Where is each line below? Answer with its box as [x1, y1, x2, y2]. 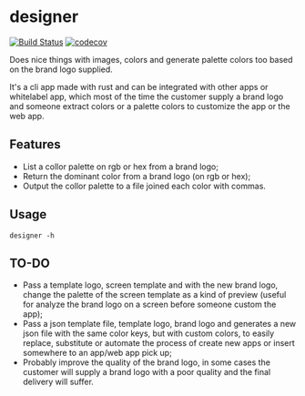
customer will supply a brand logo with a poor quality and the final [22, 367, 271, 378]
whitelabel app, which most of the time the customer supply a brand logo [9, 91, 284, 102]
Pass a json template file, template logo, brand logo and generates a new [22, 319, 297, 330]
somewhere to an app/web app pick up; [22, 348, 173, 359]
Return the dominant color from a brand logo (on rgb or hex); [22, 170, 251, 181]
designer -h [9, 230, 55, 240]
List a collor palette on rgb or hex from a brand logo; [22, 161, 219, 172]
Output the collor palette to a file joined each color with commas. [22, 180, 267, 191]
